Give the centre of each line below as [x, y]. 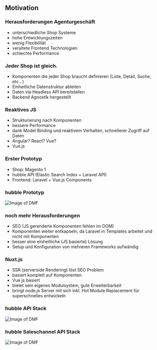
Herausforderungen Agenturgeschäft [50, 22]
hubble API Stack [26, 309]
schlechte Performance [35, 53]
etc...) [18, 81]
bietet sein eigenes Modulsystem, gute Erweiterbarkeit [67, 286]
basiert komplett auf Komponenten [47, 275]
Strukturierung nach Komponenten [47, 120]
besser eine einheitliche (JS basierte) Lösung [57, 242]
